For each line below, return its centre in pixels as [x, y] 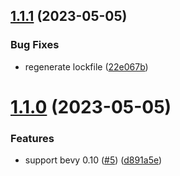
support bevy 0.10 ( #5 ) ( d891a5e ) [93, 160]
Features [32, 138]
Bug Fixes [35, 45]
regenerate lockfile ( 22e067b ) [86, 66]
